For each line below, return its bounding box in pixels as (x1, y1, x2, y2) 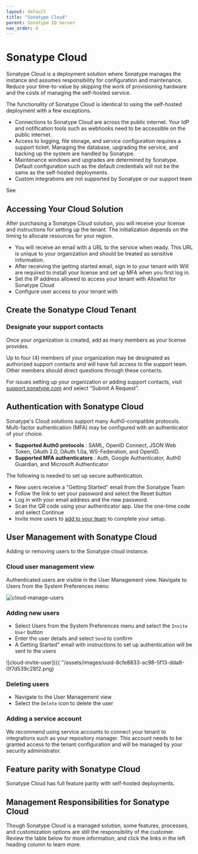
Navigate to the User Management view (14, 693, 112, 700)
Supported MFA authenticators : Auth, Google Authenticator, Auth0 (14, 454, 181, 461)
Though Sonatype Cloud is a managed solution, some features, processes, (6, 822, 189, 829)
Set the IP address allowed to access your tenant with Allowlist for (14, 275, 176, 282)
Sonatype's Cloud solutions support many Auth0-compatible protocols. (6, 418, 181, 425)
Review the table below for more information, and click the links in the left (6, 834, 186, 842)
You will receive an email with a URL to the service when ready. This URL (14, 244, 193, 251)
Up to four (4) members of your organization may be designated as (6, 354, 170, 361)
